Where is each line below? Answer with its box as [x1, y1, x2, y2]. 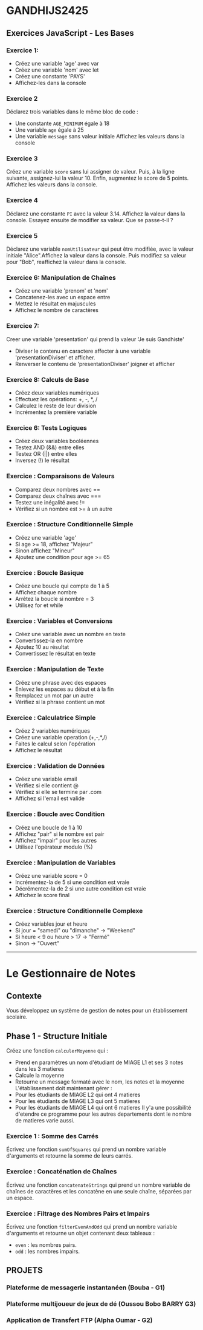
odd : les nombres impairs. [14, 1247, 80, 1255]
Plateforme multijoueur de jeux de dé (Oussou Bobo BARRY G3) [6, 1300, 196, 1308]
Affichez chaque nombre [14, 589, 77, 596]
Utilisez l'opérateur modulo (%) [14, 843, 93, 850]
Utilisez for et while [14, 602, 63, 609]
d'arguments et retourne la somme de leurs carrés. [6, 1152, 133, 1159]
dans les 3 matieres [14, 1065, 65, 1073]
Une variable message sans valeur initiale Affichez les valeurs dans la [14, 133, 185, 140]
